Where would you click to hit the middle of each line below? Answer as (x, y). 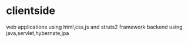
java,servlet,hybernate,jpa (38, 33)
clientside (31, 11)
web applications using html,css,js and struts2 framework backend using (95, 27)
